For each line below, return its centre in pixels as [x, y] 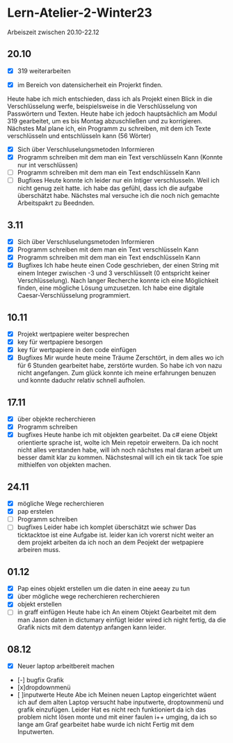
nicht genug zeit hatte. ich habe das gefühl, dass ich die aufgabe [110, 188]
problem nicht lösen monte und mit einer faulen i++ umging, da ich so [117, 717]
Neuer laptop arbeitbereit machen [66, 666]
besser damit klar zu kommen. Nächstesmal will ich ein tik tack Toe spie [120, 457]
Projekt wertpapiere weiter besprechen [73, 334]
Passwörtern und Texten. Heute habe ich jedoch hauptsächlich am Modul [112, 114]
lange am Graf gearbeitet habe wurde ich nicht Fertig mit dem [106, 725]
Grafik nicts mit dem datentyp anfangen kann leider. [91, 627]
